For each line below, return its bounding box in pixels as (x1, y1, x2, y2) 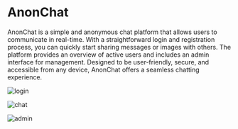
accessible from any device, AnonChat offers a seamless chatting (7, 65, 200, 74)
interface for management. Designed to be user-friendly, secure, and (7, 57, 210, 66)
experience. (7, 72, 43, 82)
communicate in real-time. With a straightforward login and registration (7, 35, 215, 43)
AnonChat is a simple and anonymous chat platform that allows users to (7, 28, 218, 36)
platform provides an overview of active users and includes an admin (7, 50, 210, 59)
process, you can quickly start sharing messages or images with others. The (7, 43, 232, 51)
